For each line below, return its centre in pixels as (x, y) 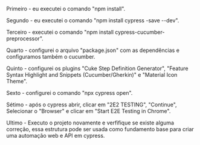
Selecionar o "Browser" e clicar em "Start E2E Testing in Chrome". (89, 111)
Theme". (17, 81)
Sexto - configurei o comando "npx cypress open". (69, 93)
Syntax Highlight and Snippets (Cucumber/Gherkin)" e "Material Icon (92, 75)
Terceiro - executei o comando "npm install (60, 32)
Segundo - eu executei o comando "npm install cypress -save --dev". (93, 20)
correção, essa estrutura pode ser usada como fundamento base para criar (100, 129)
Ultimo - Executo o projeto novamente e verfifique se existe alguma (90, 123)
